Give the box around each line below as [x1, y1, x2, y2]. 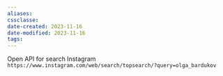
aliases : [7, 10, 33, 17]
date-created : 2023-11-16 [7, 23, 82, 30]
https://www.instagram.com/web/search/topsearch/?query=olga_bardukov [7, 62, 217, 69]
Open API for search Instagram [7, 55, 96, 63]
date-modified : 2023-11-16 [7, 29, 86, 37]
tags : [7, 36, 23, 43]
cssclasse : [7, 17, 39, 23]
